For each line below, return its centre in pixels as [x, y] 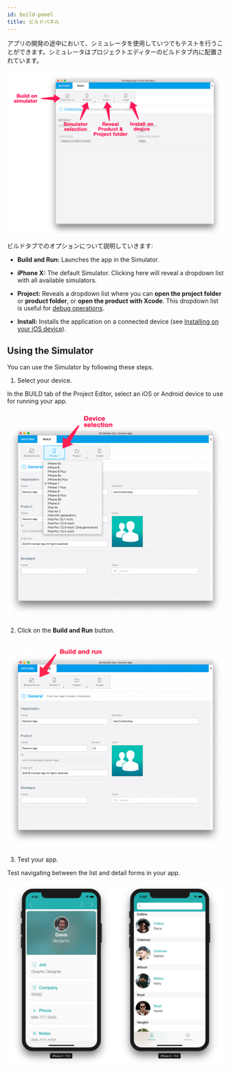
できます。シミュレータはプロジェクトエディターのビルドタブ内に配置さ [121, 52]
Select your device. [44, 380]
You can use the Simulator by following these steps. [80, 367]
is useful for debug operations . [60, 308]
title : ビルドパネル [33, 22]
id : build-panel [30, 14]
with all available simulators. [57, 280]
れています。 [25, 60]
